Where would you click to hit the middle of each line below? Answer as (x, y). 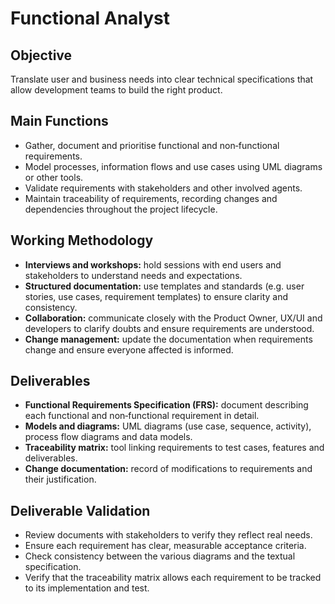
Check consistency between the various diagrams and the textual (160, 556)
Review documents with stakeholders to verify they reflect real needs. (168, 535)
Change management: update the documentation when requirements (168, 339)
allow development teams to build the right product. (116, 90)
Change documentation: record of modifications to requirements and (168, 469)
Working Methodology (82, 240)
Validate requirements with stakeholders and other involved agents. (163, 188)
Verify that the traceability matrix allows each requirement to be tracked (173, 578)
